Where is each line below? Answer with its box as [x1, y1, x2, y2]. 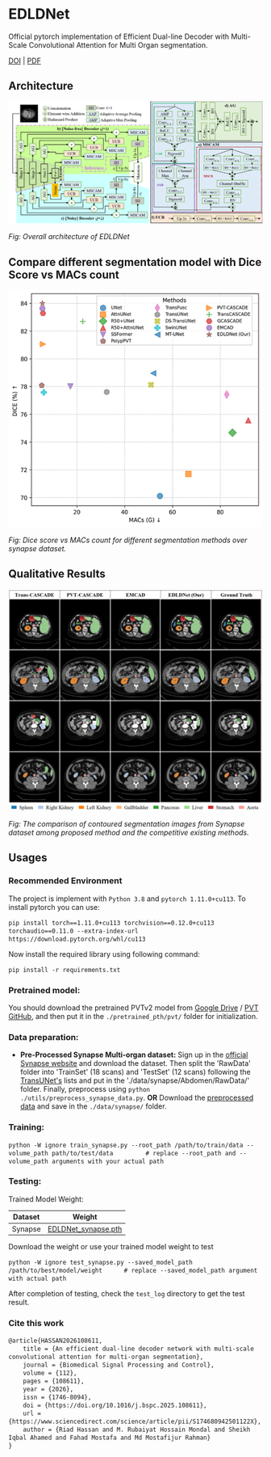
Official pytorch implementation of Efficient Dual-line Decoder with [8, 32, 230, 41]
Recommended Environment [8, 875, 123, 886]
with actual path [8, 1274, 67, 1283]
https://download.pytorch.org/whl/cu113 [8, 935, 147, 943]
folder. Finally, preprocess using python [19, 1084, 151, 1094]
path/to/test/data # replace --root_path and [51, 1149, 236, 1157]
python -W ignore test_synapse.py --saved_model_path [8, 1258, 194, 1267]
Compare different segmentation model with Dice [8, 255, 262, 269]
